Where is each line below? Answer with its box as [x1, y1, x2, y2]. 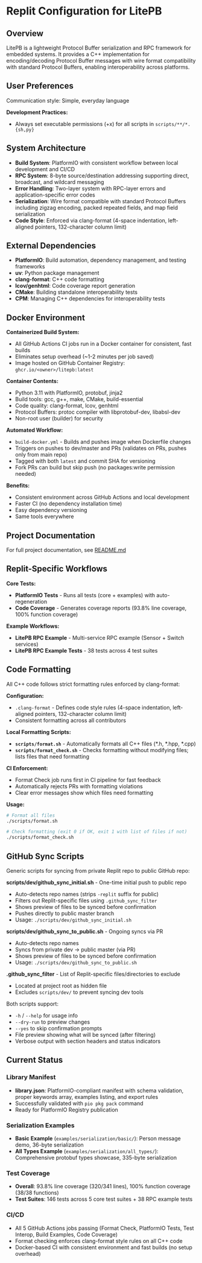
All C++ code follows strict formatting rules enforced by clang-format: [6, 680, 180, 688]
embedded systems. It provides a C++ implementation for [6, 51, 150, 58]
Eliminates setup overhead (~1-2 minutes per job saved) [14, 353, 154, 360]
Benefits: [6, 482, 30, 489]
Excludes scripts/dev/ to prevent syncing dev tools [14, 989, 144, 996]
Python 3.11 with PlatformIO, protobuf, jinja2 [14, 389, 123, 396]
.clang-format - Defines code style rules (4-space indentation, [14, 704, 172, 711]
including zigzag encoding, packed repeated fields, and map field [14, 204, 178, 211]
